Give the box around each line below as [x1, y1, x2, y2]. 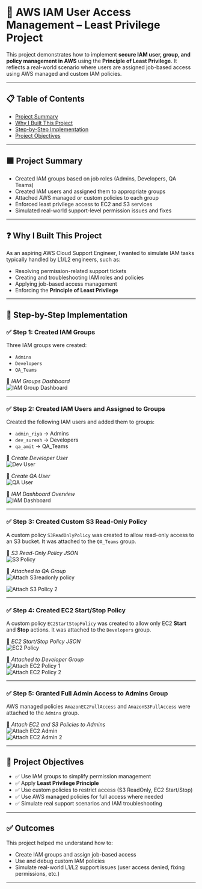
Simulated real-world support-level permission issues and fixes [14, 207, 172, 214]
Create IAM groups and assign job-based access [14, 851, 136, 858]
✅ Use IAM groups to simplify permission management [14, 773, 151, 780]
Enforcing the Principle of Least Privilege [14, 287, 118, 294]
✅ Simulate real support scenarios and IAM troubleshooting [14, 800, 162, 807]
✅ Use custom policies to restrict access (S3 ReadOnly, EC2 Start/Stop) [14, 786, 193, 793]
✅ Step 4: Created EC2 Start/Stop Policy [6, 606, 126, 614]
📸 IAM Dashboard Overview [6, 490, 75, 498]
